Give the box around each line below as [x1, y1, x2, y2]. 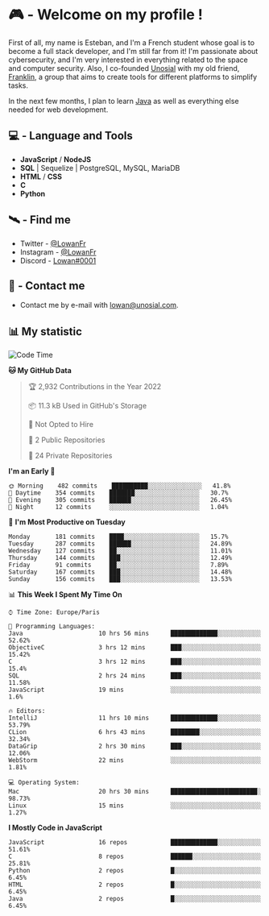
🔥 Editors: [8, 707, 46, 715]
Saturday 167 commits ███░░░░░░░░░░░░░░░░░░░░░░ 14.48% [8, 568, 232, 576]
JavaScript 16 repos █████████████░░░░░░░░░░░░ [8, 839, 262, 847]
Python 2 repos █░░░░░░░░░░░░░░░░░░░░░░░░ [8, 867, 262, 875]
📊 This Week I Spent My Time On [8, 590, 122, 599]
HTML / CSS [19, 172, 63, 181]
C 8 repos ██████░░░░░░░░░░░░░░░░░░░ [8, 852, 262, 861]
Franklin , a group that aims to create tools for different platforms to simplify [8, 72, 258, 81]
